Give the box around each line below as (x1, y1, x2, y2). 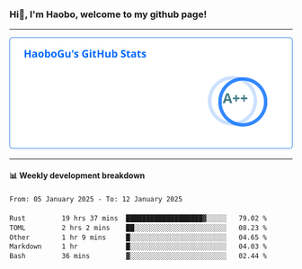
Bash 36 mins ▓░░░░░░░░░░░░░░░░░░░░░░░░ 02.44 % (9, 252, 268, 261)
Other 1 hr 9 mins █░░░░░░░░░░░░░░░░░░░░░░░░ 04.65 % (9, 233, 268, 242)
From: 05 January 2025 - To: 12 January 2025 (9, 195, 182, 204)
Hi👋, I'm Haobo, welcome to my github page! (9, 8, 208, 21)
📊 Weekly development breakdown (9, 170, 146, 181)
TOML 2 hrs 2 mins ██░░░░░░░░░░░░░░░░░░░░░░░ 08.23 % (9, 223, 268, 232)
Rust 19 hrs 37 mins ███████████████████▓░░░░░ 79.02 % (9, 213, 268, 223)
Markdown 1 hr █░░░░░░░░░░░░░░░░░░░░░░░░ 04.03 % (9, 242, 268, 251)
